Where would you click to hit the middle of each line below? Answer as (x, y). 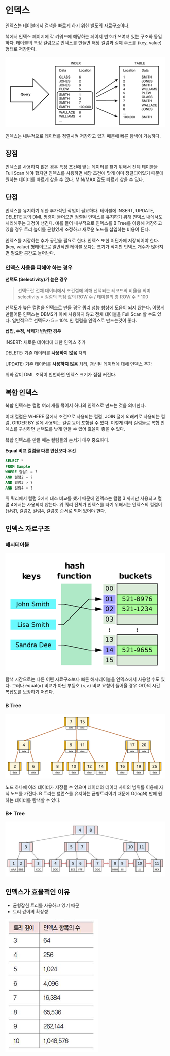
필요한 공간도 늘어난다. (33, 253)
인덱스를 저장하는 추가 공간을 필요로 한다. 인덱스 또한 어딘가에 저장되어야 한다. (82, 241)
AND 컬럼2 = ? (19, 477)
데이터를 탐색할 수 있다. (38, 800)
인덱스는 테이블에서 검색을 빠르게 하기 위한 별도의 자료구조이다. (68, 25)
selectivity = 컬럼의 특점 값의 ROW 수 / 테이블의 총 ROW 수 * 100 (83, 297)
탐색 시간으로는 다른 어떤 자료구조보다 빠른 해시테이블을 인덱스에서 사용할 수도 (82, 679)
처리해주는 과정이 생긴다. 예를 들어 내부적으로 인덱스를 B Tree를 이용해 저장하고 (84, 223)
